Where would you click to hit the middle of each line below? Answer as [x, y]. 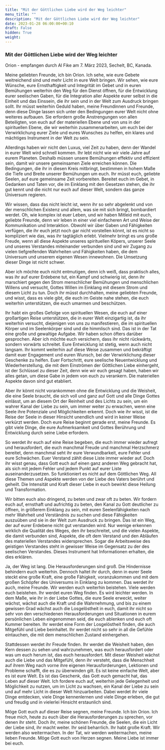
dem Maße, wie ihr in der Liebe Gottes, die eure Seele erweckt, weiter [76, 598]
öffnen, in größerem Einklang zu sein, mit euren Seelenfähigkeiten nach [78, 510]
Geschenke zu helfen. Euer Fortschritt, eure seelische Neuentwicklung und [81, 360]
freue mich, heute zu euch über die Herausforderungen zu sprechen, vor [79, 717]
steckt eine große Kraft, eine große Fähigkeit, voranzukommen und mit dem [82, 577]
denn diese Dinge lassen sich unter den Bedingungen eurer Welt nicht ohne [82, 112]
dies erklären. [19, 557]
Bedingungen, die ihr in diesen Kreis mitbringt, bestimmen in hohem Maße [80, 169]
